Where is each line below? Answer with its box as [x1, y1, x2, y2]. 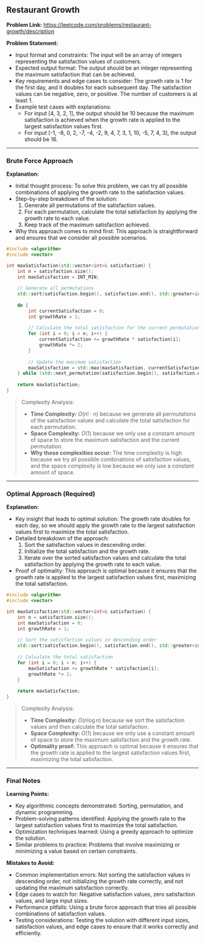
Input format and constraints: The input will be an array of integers [15, 51, 182, 59]
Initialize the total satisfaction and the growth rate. [24, 547, 151, 555]
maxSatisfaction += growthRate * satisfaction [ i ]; [28, 665, 160, 671]
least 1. [15, 96, 33, 104]
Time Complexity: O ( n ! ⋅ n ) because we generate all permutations [30, 410, 196, 417]
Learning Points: [6, 790, 49, 798]
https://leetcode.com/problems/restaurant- [43, 21, 152, 28]
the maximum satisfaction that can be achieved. [15, 70, 136, 78]
